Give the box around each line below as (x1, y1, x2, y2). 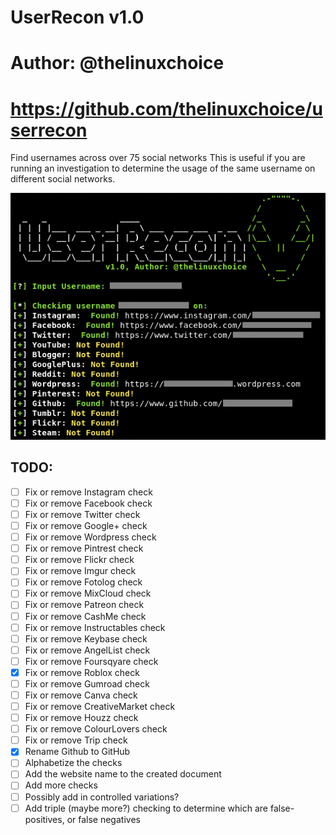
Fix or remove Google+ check (24, 520, 148, 531)
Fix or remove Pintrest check (24, 542, 144, 555)
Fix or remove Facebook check (24, 497, 153, 509)
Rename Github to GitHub (24, 746, 131, 758)
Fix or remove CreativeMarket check (24, 701, 176, 712)
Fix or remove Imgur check (24, 565, 137, 577)
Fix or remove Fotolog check (24, 576, 143, 588)
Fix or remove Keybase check (24, 632, 148, 645)
